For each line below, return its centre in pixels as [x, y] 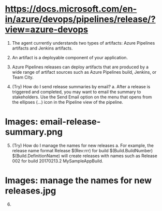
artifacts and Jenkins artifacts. [42, 48]
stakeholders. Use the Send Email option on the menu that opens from [82, 97]
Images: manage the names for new [78, 181]
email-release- [70, 122]
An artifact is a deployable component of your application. [70, 57]
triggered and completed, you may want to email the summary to [76, 92]
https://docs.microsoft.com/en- [71, 9]
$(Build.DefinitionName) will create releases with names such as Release [85, 156]
